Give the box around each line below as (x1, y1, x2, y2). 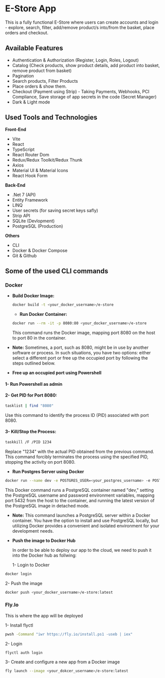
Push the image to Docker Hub (12, 538, 76, 543)
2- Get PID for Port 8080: (5, 392, 57, 398)
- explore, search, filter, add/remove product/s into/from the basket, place (5, 24, 155, 30)
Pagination (12, 72, 34, 79)
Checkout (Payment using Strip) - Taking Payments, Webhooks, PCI (12, 88, 150, 94)
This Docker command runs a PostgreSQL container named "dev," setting (5, 487, 154, 493)
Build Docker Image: (12, 293, 55, 299)
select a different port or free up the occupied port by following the (12, 355, 148, 361)
